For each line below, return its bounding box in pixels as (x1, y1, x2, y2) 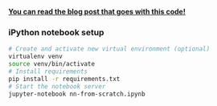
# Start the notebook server (8, 82, 106, 91)
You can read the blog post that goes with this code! (8, 7, 186, 16)
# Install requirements (8, 67, 88, 75)
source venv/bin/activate (8, 60, 95, 68)
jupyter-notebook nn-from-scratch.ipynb (8, 90, 146, 98)
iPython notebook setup (8, 26, 104, 38)
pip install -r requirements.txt (8, 75, 121, 83)
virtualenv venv (8, 52, 63, 61)
